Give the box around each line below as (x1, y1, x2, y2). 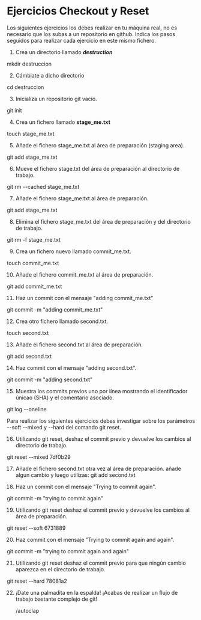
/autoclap (15, 607, 40, 614)
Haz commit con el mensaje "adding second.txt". (15, 364, 137, 371)
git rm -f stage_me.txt (7, 236, 61, 243)
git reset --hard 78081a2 (7, 577, 68, 585)
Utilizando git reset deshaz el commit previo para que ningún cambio (15, 559, 187, 566)
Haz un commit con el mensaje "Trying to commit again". (15, 483, 157, 490)
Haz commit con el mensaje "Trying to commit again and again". (15, 536, 175, 543)
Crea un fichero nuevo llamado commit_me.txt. (15, 248, 131, 255)
